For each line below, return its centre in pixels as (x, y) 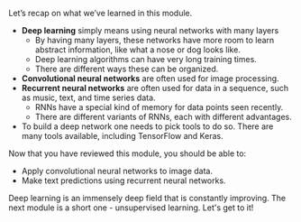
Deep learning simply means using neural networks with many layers (150, 30)
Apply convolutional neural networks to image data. (117, 171)
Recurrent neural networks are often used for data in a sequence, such (155, 88)
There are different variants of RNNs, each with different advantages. (163, 117)
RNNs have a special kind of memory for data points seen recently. (159, 107)
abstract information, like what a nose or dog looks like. (137, 50)
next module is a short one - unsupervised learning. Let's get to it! (131, 208)
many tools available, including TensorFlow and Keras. (122, 136)
